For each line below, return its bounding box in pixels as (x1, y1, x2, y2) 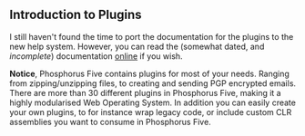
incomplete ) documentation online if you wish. (9, 50, 184, 62)
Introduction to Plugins (9, 7, 143, 23)
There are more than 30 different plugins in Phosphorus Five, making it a (9, 87, 281, 98)
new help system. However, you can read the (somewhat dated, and (9, 41, 265, 52)
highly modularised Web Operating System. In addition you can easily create (9, 97, 296, 108)
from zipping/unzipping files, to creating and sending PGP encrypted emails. (9, 77, 297, 89)
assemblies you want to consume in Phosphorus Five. (9, 116, 211, 127)
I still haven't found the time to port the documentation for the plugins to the (9, 31, 294, 42)
